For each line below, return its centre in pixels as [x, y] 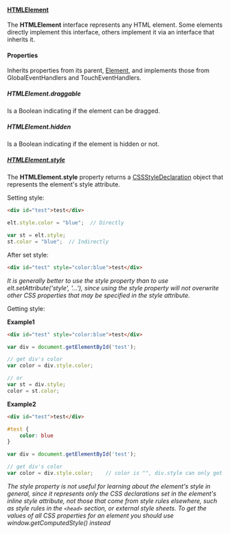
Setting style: [26, 198]
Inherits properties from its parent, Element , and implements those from [108, 71]
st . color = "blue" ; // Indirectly [58, 242]
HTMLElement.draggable [44, 94]
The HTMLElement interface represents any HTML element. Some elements [115, 25]
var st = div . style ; [37, 385]
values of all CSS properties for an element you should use [90, 515]
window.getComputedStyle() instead [59, 522]
